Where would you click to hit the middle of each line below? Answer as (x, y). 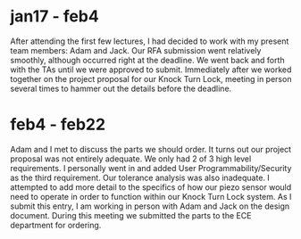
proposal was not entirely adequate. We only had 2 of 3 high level (131, 159)
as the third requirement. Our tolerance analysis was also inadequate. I (140, 177)
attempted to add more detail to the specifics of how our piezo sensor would (151, 187)
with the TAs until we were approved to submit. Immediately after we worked (151, 70)
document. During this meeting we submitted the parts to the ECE (131, 215)
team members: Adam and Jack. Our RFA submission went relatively (136, 50)
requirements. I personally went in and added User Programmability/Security (151, 168)
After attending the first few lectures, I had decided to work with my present (150, 41)
